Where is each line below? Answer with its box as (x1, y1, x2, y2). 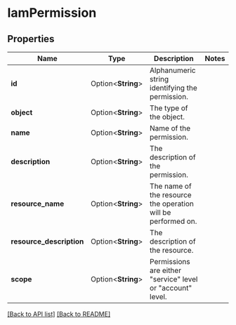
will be (150, 208, 171, 217)
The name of (150, 181, 192, 191)
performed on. (150, 216, 197, 226)
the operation (150, 199, 195, 208)
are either (150, 265, 181, 275)
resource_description (11, 237, 84, 246)
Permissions (150, 257, 191, 266)
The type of (150, 103, 188, 113)
